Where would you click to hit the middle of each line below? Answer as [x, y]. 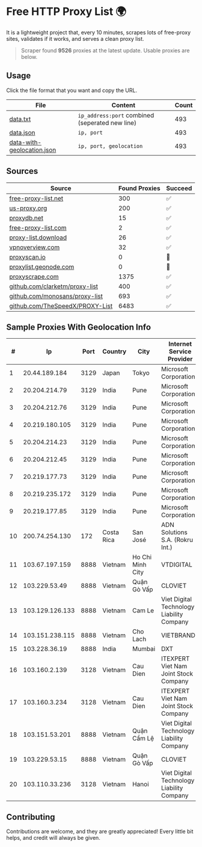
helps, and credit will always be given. [53, 838]
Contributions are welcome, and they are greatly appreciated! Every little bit [100, 831]
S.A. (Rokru [177, 540]
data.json [22, 132]
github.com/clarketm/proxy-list [54, 286]
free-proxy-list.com [38, 227]
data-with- [26, 142]
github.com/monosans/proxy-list [56, 296]
